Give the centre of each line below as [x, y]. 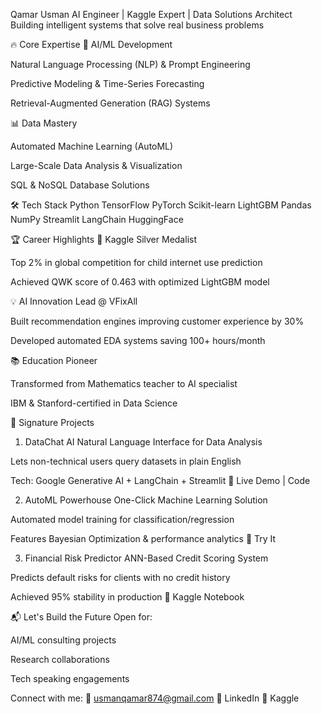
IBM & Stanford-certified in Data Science [94, 403]
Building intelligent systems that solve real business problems [137, 25]
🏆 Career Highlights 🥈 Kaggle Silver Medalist [103, 239]
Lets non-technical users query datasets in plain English [126, 461]
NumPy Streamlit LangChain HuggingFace [97, 219]
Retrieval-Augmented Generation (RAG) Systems [110, 103]
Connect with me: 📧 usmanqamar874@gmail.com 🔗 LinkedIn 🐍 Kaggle [155, 698]
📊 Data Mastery [44, 123]
